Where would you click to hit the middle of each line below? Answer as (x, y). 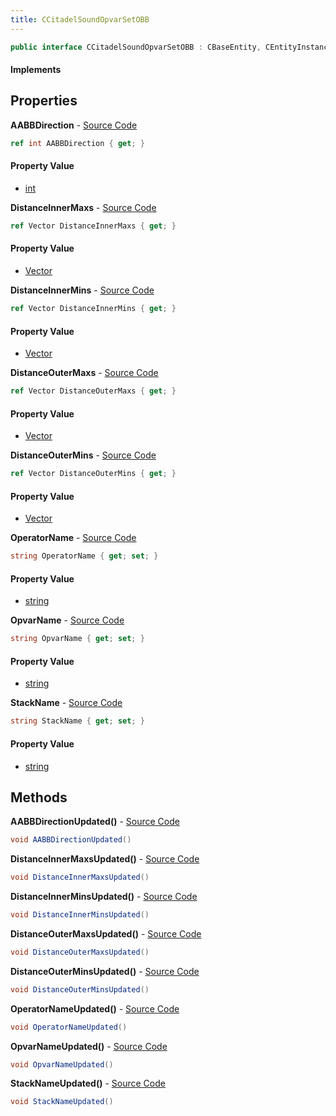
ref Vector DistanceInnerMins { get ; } (93, 309)
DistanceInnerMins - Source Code (82, 290)
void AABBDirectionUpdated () (71, 840)
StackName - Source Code (66, 703)
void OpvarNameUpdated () (62, 1064)
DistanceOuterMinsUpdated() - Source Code (105, 971)
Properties (44, 101)
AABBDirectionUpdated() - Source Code (95, 822)
